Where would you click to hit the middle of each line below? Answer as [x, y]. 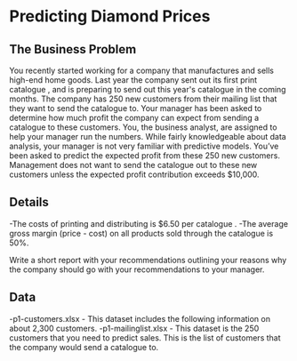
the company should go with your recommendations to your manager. [137, 269]
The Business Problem [73, 49]
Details [29, 202]
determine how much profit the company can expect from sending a [134, 118]
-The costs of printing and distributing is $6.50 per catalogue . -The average [149, 223]
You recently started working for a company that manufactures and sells [141, 70]
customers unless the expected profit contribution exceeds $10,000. [134, 174]
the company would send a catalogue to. [84, 347]
